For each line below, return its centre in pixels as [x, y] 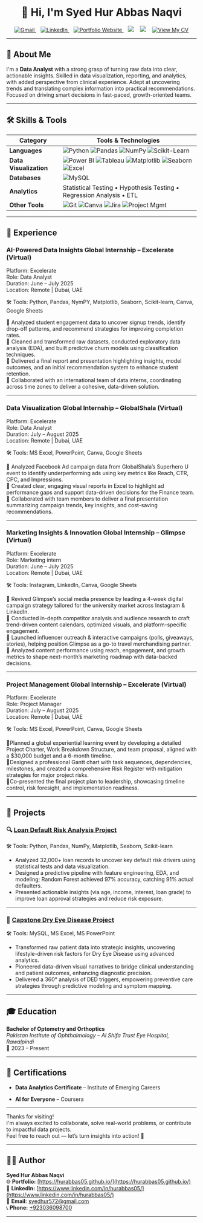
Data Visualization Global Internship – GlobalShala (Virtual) [95, 408]
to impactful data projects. [39, 1129]
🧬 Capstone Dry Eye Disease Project [60, 920]
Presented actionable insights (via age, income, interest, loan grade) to [103, 892]
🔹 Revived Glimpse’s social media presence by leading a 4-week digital [95, 599]
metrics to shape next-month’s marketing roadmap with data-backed [92, 657]
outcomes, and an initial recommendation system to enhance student [92, 368]
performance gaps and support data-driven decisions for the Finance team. [100, 492]
